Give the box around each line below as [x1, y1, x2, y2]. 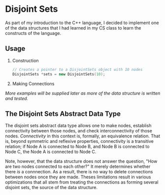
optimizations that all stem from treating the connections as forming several [5, 179, 159, 185]
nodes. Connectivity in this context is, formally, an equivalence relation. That [5, 133, 160, 139]
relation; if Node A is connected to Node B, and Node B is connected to [5, 144, 150, 150]
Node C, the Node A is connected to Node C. [5, 149, 97, 155]
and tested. [5, 95, 29, 101]
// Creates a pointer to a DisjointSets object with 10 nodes [12, 67, 143, 72]
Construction [12, 58, 39, 64]
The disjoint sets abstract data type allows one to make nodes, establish [5, 123, 152, 129]
